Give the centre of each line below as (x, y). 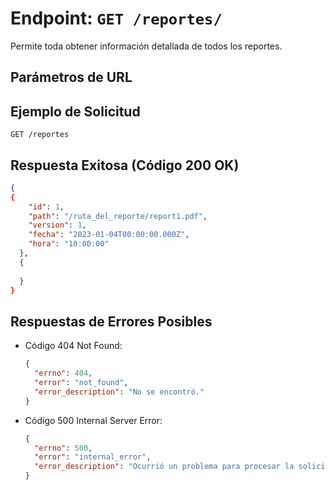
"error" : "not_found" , (81, 383)
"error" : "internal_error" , (93, 457)
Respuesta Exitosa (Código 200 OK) (125, 165)
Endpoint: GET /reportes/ (116, 18)
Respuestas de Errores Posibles (111, 321)
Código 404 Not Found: (73, 346)
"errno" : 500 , (63, 448)
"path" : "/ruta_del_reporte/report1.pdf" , (118, 216)
